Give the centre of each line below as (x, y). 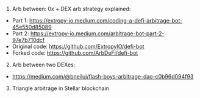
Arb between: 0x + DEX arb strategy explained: (71, 9)
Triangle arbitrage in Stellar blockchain (61, 88)
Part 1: (20, 20)
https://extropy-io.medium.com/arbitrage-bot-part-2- (97, 33)
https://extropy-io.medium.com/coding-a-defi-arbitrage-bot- (106, 20)
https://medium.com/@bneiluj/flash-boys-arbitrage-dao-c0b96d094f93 (103, 76)
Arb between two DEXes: (44, 65)
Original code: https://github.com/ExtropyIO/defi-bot (78, 46)
